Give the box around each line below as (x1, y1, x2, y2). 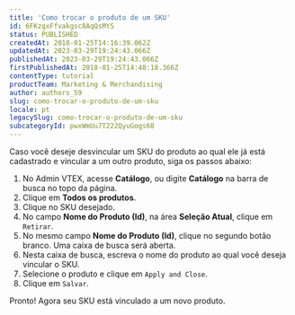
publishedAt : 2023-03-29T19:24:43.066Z (9, 55, 159, 64)
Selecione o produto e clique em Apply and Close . (22, 268, 209, 279)
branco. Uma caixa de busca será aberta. (22, 240, 176, 250)
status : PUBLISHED (9, 30, 78, 39)
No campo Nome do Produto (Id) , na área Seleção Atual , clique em (22, 212, 273, 222)
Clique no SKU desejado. (22, 202, 115, 212)
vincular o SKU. (22, 259, 80, 269)
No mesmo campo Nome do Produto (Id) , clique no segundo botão (22, 231, 272, 241)
